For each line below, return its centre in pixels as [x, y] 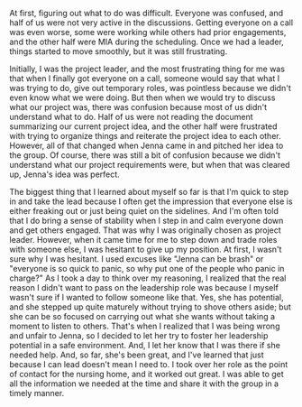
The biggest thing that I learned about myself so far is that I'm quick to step [149, 192]
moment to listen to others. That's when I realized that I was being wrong [145, 326]
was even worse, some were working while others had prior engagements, [148, 32]
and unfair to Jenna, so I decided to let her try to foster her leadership [139, 336]
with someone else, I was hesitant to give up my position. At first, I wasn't [146, 249]
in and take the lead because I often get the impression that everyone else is [151, 201]
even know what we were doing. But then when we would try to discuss [142, 97]
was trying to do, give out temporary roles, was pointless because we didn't [150, 88]
